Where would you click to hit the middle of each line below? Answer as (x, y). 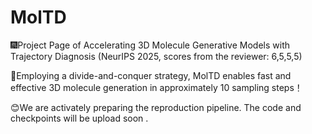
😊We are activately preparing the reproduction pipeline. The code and (156, 107)
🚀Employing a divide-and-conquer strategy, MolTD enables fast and (151, 75)
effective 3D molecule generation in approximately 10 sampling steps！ (156, 87)
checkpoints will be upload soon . (79, 118)
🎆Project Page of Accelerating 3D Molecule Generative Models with (150, 45)
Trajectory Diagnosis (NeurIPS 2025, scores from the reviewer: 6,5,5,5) (156, 56)
